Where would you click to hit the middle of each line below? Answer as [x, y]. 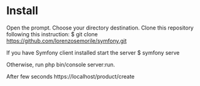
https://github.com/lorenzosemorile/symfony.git [67, 41]
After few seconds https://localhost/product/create [71, 76]
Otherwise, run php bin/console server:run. [61, 64]
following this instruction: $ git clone [52, 34]
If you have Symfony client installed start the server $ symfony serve [93, 52]
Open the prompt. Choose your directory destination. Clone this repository [100, 28]
